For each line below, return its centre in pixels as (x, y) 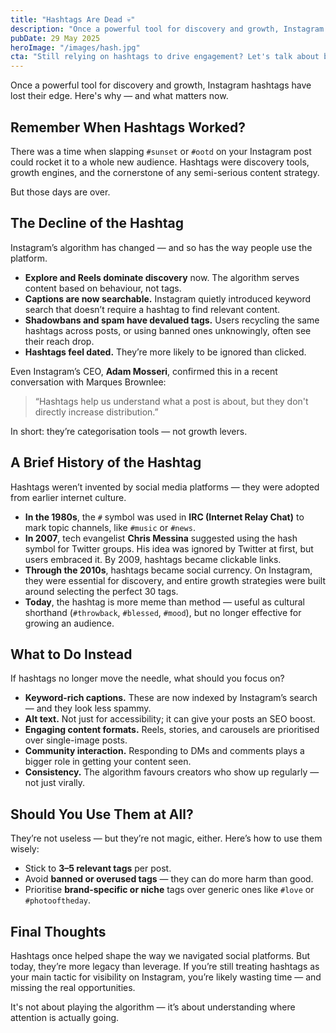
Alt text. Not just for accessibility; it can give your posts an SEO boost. (170, 719)
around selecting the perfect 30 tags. (101, 591)
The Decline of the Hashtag (97, 223)
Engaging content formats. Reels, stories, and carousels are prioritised (172, 730)
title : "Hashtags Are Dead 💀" (73, 19)
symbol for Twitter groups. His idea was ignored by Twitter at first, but (169, 548)
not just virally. (55, 783)
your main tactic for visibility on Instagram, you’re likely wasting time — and (166, 977)
